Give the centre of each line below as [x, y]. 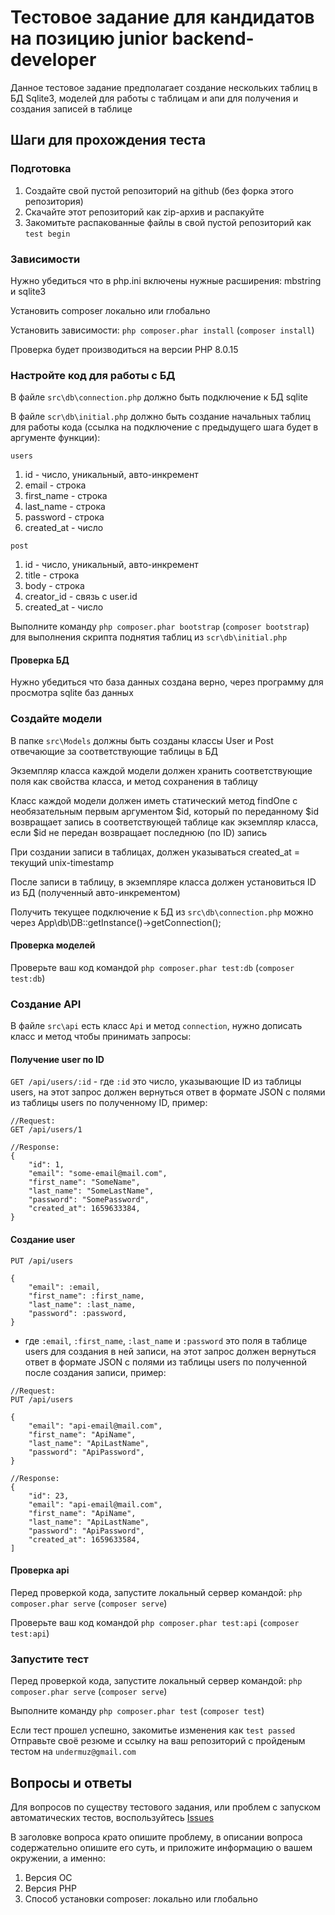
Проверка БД [40, 660]
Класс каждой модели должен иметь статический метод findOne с [154, 800]
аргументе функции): [55, 438]
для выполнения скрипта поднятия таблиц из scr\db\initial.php [149, 637]
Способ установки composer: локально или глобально [141, 1898]
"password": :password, [78, 1313]
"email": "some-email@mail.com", [98, 1174]
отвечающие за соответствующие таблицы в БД [114, 751]
